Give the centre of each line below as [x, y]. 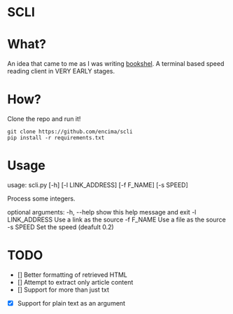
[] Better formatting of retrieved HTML [72, 275]
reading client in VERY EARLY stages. [61, 71]
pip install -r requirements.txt [56, 138]
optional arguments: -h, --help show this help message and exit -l [102, 212]
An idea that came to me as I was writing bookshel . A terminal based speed [116, 64]
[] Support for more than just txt [63, 289]
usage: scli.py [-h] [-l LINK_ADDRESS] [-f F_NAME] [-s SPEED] [98, 185]
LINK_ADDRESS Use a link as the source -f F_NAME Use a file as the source [116, 219]
